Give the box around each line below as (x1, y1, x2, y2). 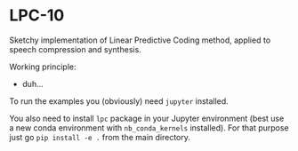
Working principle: (9, 61, 77, 72)
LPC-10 (9, 5, 65, 26)
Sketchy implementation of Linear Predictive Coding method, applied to (9, 35, 271, 45)
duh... (21, 78, 44, 89)
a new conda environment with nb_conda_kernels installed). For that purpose (9, 122, 289, 133)
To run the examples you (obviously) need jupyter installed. (9, 95, 229, 107)
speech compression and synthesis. (9, 44, 142, 54)
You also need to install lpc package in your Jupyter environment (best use (9, 113, 285, 123)
